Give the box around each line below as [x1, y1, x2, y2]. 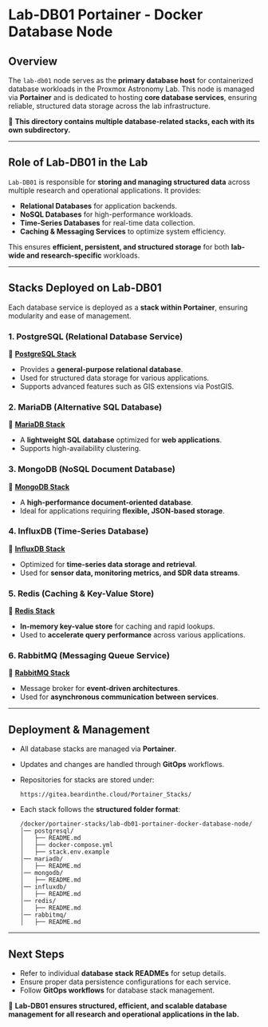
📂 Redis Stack [8, 606, 56, 616]
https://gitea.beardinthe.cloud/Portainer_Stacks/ [19, 790, 192, 799]
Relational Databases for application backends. [19, 201, 178, 210]
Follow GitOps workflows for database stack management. [19, 985, 215, 995]
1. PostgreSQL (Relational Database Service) [8, 330, 183, 342]
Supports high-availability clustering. [19, 444, 141, 454]
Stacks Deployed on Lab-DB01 [8, 282, 162, 295]
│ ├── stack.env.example [19, 848, 110, 857]
